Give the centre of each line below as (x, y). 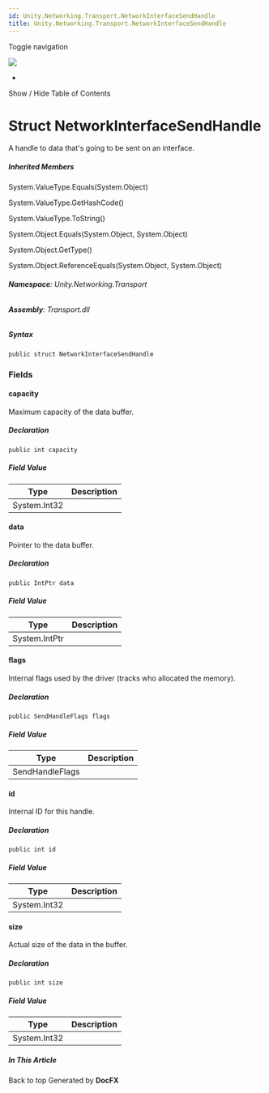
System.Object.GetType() (51, 250)
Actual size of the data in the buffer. (68, 945)
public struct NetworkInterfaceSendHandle (81, 354)
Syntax (21, 335)
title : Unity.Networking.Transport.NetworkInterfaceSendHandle (117, 23)
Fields (21, 374)
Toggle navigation (38, 46)
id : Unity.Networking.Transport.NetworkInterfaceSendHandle (112, 16)
